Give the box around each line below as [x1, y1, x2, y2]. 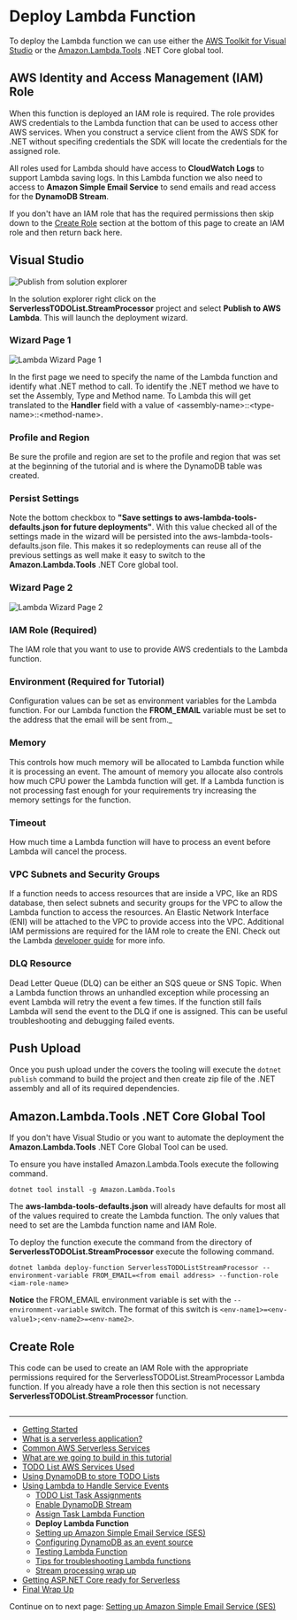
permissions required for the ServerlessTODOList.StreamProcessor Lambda [9, 1371, 286, 1383]
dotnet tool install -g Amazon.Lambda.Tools [9, 1185, 176, 1195]
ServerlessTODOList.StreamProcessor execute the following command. [9, 1246, 275, 1257]
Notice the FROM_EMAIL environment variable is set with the [9, 1295, 232, 1306]
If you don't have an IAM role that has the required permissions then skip [9, 208, 274, 219]
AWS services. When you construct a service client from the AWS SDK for [9, 127, 278, 137]
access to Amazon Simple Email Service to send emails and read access [9, 182, 277, 192]
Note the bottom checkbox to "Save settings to [9, 512, 183, 523]
